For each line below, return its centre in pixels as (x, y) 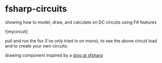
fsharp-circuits (36, 9)
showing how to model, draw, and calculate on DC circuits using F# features (81, 22)
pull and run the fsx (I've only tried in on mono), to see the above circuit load (81, 41)
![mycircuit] (16, 31)
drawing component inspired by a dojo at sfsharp (54, 55)
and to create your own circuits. (37, 46)
